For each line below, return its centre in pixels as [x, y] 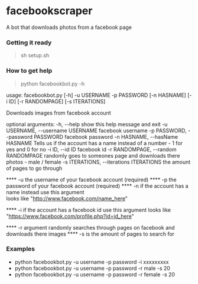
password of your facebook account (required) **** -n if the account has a [97, 186]
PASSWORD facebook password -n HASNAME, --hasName [106, 136]
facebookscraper [49, 11]
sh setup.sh [35, 56]
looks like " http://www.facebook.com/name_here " [67, 198]
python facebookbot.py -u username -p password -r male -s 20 [92, 268]
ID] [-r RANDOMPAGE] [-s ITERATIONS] [57, 101]
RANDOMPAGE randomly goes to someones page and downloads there [93, 155]
